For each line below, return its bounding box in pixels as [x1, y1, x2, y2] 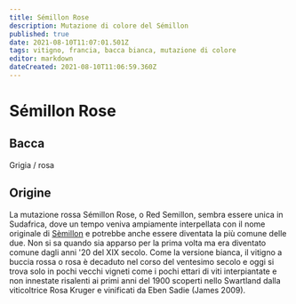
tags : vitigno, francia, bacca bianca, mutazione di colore [9, 46, 237, 55]
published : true [9, 29, 69, 38]
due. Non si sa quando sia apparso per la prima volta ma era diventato [9, 237, 267, 248]
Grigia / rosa [9, 159, 55, 170]
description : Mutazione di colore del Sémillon [9, 21, 189, 30]
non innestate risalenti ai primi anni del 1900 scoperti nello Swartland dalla [9, 275, 282, 285]
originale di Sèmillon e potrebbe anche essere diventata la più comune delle [9, 228, 287, 238]
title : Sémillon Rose [9, 12, 90, 22]
